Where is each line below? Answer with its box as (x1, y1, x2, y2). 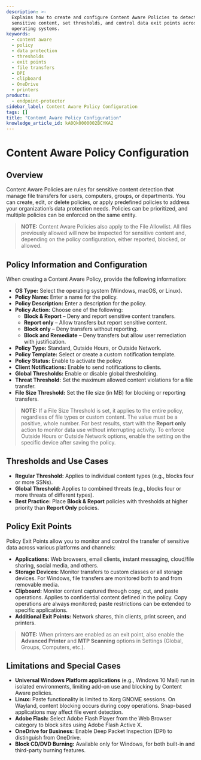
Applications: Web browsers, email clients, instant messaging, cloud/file (14, 555, 194, 563)
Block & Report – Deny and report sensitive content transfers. (23, 313, 176, 320)
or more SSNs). (14, 478, 53, 486)
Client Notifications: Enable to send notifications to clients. (14, 364, 162, 371)
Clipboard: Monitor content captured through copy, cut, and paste (14, 587, 179, 594)
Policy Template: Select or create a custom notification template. (14, 350, 176, 358)
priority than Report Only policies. (14, 504, 99, 511)
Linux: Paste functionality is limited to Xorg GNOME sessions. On (14, 696, 175, 703)
